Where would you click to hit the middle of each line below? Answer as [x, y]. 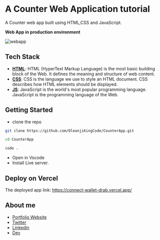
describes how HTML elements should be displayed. [65, 84]
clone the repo [27, 122]
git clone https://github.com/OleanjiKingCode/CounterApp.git [70, 131]
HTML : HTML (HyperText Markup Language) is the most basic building [83, 68]
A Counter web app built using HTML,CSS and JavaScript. [63, 22]
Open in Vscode [28, 158]
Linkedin [21, 227]
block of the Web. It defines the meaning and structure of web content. [83, 74]
